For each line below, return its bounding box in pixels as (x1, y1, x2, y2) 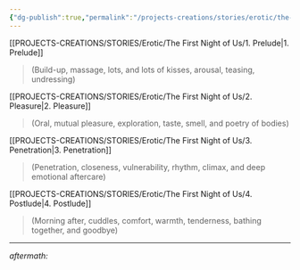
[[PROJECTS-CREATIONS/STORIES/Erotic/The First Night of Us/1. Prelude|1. (9, 37, 289, 48)
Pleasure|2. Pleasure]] (9, 100, 91, 111)
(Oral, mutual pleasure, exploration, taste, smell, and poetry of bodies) (30, 118, 290, 128)
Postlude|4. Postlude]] (9, 198, 92, 209)
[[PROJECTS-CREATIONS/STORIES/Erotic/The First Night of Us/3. (9, 135, 253, 145)
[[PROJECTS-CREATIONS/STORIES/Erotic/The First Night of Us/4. (9, 188, 253, 199)
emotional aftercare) (30, 171, 106, 182)
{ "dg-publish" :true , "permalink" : (9, 12, 134, 22)
